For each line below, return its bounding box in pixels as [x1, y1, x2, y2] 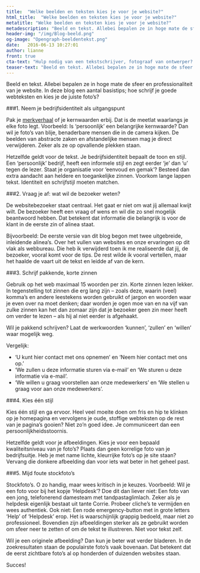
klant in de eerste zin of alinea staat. [6, 221, 95, 228]
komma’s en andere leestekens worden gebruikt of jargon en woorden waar [6, 294, 192, 301]
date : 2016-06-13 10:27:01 [6, 42, 79, 48]
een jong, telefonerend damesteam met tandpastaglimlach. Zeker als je [6, 494, 180, 501]
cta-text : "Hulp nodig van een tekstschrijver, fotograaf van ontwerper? [6, 58, 193, 64]
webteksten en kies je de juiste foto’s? [6, 93, 99, 100]
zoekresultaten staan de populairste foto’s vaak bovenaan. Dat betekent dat [6, 544, 192, 551]
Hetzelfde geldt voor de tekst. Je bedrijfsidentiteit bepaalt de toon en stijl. [6, 153, 187, 161]
